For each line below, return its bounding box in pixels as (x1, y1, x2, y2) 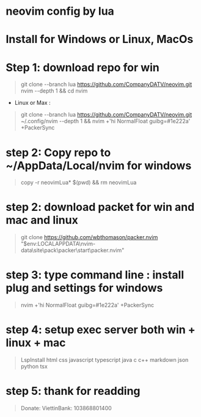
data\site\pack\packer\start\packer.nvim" (20, 247, 125, 254)
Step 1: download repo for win (5, 60, 159, 74)
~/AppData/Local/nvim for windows (5, 158, 192, 172)
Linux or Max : (14, 99, 51, 107)
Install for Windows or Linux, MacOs (5, 33, 194, 47)
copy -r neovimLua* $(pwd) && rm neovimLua (20, 179, 137, 186)
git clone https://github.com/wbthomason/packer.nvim (20, 234, 158, 241)
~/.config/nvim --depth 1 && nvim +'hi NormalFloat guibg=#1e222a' (20, 118, 191, 125)
